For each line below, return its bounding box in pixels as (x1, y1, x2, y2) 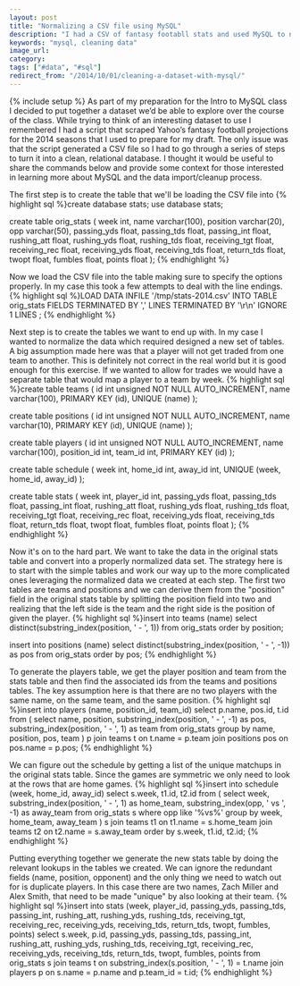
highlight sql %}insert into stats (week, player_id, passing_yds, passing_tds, (9, 900, 287, 911)
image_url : (9, 46, 50, 55)
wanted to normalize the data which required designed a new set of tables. (9, 336, 285, 347)
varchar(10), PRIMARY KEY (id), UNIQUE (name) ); (9, 419, 194, 430)
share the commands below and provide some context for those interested (9, 162, 284, 173)
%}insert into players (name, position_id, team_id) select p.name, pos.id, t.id (9, 704, 289, 715)
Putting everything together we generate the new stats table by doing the (9, 853, 279, 864)
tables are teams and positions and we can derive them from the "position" (9, 584, 286, 594)
